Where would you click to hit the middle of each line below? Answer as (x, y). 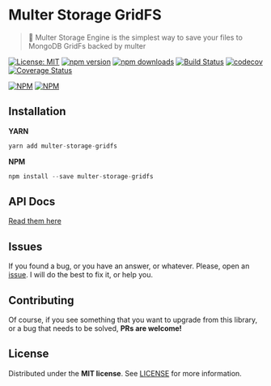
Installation (37, 112)
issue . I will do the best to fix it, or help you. (81, 275)
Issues (25, 246)
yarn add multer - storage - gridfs (63, 146)
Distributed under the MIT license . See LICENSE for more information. (125, 373)
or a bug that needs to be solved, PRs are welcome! (95, 328)
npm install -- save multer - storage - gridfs (81, 176)
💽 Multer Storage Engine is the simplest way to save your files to (135, 37)
